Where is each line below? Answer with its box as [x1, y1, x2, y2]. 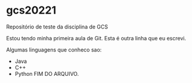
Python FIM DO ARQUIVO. [14, 70, 79, 77]
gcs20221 [6, 4, 57, 17]
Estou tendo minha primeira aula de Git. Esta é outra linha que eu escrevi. [6, 34, 187, 41]
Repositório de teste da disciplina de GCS [6, 23, 109, 30]
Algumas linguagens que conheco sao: [6, 46, 102, 53]
